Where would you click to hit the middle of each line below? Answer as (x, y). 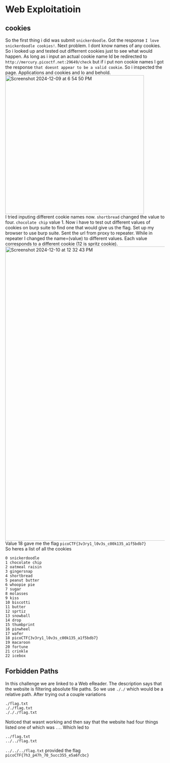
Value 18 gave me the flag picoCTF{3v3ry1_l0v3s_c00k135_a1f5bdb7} (76, 543)
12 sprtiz (16, 611)
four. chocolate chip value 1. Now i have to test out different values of (78, 222)
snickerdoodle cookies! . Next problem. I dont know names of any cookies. (83, 46)
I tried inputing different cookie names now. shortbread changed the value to (85, 217)
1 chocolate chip (24, 563)
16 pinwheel (18, 629)
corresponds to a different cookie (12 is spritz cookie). (61, 244)
